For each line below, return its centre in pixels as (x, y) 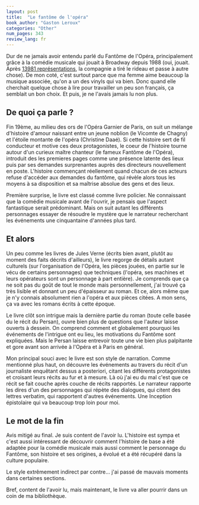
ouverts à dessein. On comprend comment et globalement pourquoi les (93, 328)
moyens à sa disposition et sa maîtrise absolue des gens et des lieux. (90, 183)
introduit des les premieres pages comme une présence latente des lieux (95, 158)
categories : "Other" (32, 28)
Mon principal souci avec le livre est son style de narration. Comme (88, 358)
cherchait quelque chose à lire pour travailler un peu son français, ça (90, 88)
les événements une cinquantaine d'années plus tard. (71, 220)
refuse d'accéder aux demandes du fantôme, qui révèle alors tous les (91, 177)
